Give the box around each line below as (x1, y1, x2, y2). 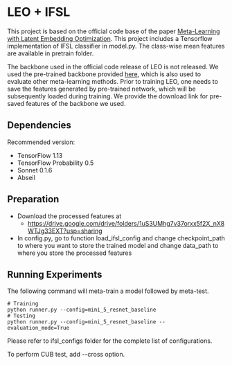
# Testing (7, 312, 36, 319)
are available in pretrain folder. (7, 49, 94, 57)
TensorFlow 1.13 (17, 151, 63, 159)
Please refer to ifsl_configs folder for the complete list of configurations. (7, 337, 213, 345)
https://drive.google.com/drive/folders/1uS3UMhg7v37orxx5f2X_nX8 (27, 219, 225, 227)
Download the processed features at (17, 212, 122, 220)
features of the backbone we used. (26, 99, 126, 107)
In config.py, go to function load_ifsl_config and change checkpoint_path (17, 233, 225, 242)
